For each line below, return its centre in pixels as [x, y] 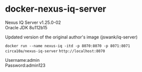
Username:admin [23, 60]
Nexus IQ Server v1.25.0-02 [33, 22]
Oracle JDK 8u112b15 [26, 27]
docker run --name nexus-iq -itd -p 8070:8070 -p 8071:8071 [68, 46]
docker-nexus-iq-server [56, 9]
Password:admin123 [25, 65]
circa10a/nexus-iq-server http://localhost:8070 [55, 51]
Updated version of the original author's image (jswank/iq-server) [71, 37]
